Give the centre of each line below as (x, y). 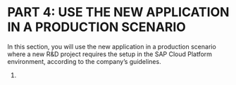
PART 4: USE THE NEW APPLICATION (118, 12)
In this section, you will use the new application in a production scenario (112, 46)
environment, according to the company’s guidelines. (84, 61)
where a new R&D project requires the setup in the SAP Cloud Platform (110, 54)
